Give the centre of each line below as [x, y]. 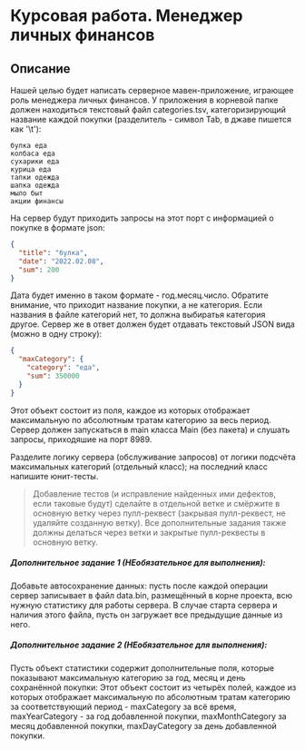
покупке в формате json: [58, 227]
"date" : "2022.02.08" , [61, 261]
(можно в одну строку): [56, 334]
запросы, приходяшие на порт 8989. [81, 439]
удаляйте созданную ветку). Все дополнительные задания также [159, 522]
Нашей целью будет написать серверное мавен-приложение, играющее [152, 90]
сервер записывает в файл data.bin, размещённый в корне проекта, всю [152, 595]
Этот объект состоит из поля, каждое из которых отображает [130, 410]
